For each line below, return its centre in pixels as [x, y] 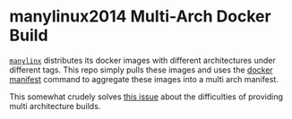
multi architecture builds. [55, 106]
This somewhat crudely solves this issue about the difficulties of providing [146, 97]
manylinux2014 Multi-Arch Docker [140, 17]
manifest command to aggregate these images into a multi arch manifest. [144, 79]
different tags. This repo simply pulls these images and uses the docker [141, 70]
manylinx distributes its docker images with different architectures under [142, 60]
